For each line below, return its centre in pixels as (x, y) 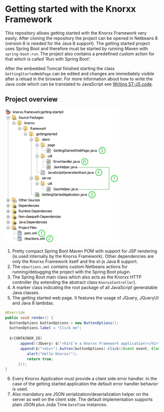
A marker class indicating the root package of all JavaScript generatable (85, 287)
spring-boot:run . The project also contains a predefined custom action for (80, 54)
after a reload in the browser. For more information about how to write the (79, 79)
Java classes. (26, 293)
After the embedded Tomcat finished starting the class (60, 68)
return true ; (40, 359)
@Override (15, 312)
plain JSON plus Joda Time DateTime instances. (60, 405)
